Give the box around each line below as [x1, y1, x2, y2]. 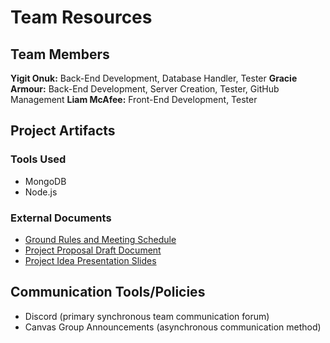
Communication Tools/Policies [10, 284, 206, 301]
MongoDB [24, 175, 67, 187]
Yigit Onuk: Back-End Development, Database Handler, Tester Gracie [10, 72, 298, 84]
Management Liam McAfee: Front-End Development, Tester [10, 94, 258, 105]
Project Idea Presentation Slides [24, 254, 157, 266]
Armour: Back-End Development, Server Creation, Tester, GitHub [10, 83, 280, 95]
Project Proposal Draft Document [24, 244, 162, 256]
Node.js [24, 186, 58, 198]
